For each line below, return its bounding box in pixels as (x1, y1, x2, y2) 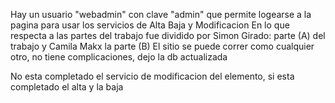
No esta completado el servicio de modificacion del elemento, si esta (10, 70, 295, 82)
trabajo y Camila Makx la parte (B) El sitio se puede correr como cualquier (10, 40, 315, 52)
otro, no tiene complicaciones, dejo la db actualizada (10, 51, 228, 63)
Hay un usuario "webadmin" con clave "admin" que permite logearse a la (10, 9, 312, 20)
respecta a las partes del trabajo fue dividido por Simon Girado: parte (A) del (10, 30, 326, 41)
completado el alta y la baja (10, 81, 124, 93)
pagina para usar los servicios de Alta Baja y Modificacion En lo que (10, 19, 290, 31)
